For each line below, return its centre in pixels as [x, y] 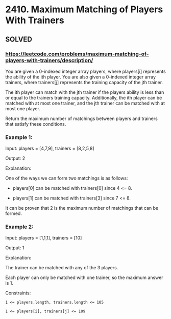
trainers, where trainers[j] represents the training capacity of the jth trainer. [84, 82]
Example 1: [19, 137]
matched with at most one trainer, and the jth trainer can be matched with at [85, 103]
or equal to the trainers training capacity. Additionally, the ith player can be [84, 97]
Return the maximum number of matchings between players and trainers [82, 118]
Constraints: [18, 293]
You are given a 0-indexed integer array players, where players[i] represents [86, 71]
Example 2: [19, 227]
